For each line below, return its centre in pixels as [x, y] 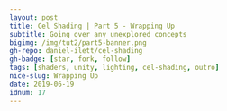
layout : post [34, 17]
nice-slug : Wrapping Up [54, 76]
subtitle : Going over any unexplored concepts [98, 34]
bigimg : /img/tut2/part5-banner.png [78, 43]
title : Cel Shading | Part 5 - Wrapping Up [92, 26]
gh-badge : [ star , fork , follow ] [70, 59]
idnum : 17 [28, 92]
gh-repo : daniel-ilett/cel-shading [76, 51]
